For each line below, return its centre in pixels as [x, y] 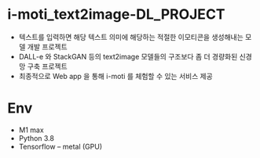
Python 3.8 [36, 138]
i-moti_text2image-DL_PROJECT [116, 14]
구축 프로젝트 [47, 66]
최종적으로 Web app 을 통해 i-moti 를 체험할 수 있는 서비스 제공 [115, 76]
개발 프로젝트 [47, 47]
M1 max [31, 130]
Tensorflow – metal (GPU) [60, 146]
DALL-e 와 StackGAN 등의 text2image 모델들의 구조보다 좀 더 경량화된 [128, 56]
